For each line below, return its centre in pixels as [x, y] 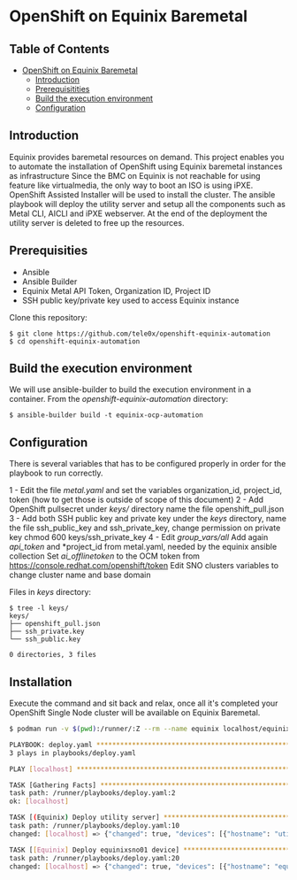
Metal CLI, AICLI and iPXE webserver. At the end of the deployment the [138, 213]
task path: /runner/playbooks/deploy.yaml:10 [94, 826]
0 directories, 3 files [53, 655]
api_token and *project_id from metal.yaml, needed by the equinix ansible [143, 547]
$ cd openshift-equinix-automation [75, 341]
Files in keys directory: [50, 592]
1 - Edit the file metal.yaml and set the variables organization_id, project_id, [146, 490]
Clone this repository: [49, 317]
